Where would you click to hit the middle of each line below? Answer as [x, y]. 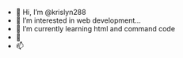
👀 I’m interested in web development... [78, 20]
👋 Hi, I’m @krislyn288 [51, 12]
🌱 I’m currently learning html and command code [95, 29]
